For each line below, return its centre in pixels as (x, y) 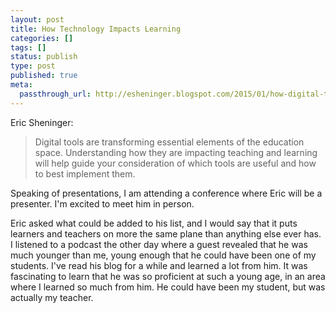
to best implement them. (85, 173)
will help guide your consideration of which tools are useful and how (175, 163)
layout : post (37, 19)
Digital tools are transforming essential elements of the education (169, 142)
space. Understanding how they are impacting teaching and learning (176, 152)
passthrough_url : (55, 94)
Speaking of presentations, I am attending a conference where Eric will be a (166, 193)
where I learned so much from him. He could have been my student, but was (168, 287)
